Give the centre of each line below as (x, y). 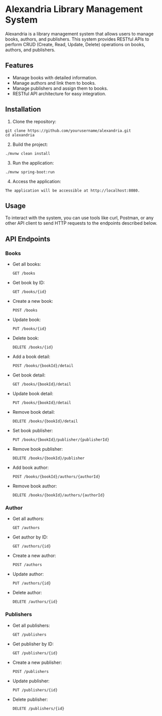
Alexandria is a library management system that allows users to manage (79, 34)
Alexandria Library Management (74, 9)
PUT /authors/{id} (32, 583)
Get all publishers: (31, 625)
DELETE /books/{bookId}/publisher (48, 458)
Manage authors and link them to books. (54, 83)
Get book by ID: (29, 283)
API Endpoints (28, 239)
